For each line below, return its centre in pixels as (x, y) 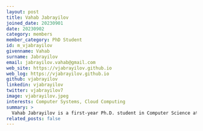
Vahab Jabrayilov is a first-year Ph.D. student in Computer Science (101, 113)
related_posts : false (34, 118)
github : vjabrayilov (32, 79)
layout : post (23, 12)
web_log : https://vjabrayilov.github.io (58, 74)
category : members (29, 34)
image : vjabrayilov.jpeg (37, 96)
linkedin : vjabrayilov (35, 85)
